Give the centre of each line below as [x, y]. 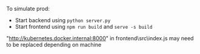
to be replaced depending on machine [54, 45]
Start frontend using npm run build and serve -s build [84, 27]
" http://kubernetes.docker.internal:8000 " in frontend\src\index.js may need [100, 38]
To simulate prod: [28, 9]
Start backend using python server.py [63, 20]
